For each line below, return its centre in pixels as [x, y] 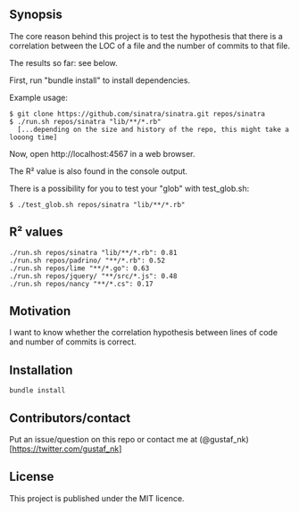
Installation [41, 370]
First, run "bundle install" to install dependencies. [100, 80]
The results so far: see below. [63, 62]
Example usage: [39, 97]
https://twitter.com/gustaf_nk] [67, 449]
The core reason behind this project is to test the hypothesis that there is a [146, 36]
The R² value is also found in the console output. [99, 171]
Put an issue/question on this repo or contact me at [104, 440]
